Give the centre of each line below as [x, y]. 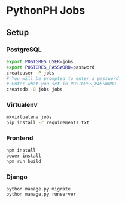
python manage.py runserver [41, 195]
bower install [24, 156]
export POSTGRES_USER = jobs [40, 61]
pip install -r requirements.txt [48, 123]
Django [17, 177]
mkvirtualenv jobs [29, 117]
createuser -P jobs [31, 73]
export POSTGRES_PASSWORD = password [51, 67]
